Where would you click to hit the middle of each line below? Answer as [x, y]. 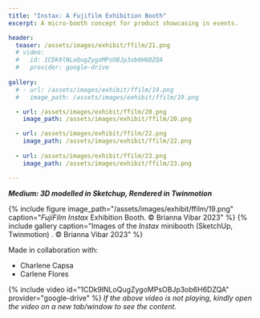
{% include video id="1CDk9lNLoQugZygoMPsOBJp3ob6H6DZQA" [119, 289]
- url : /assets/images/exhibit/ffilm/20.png [91, 112]
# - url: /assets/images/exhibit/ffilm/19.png [95, 90]
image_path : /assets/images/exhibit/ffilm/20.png [108, 119]
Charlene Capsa [47, 265]
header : [21, 38]
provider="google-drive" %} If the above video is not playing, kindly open [130, 298]
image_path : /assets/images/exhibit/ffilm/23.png [108, 163]
